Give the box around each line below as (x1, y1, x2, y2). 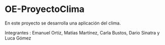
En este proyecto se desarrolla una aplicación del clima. (5, 20, 121, 26)
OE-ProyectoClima (5, 3, 85, 15)
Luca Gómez (5, 35, 31, 41)
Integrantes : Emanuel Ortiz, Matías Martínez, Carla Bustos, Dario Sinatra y (5, 29, 160, 35)
